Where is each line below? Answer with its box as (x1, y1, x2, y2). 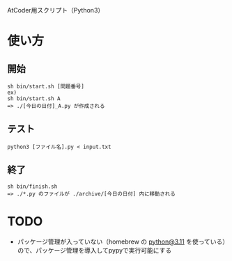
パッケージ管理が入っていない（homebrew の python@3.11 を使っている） (17, 237, 226, 246)
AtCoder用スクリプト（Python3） (7, 6, 105, 14)
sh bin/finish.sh (7, 183, 58, 190)
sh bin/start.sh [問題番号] (7, 83, 85, 90)
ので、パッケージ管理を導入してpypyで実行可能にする (17, 246, 172, 254)
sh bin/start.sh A (7, 95, 61, 102)
